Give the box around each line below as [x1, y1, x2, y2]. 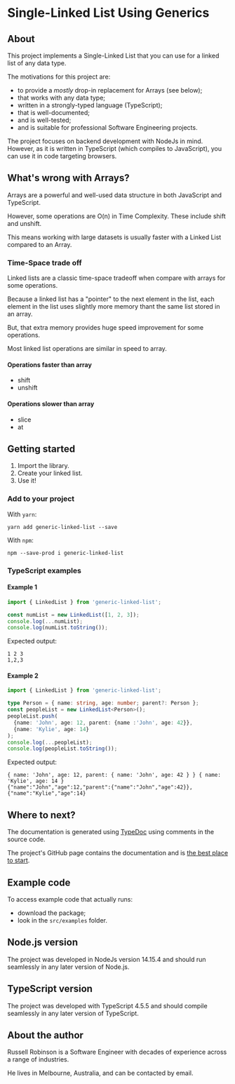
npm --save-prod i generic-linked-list [7, 549, 124, 556]
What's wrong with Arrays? [7, 172, 130, 184]
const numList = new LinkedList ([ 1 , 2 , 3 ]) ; [7, 611, 140, 618]
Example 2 [7, 671, 39, 680]
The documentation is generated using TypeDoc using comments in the [7, 828, 215, 836]
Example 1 [7, 583, 37, 591]
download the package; [17, 909, 86, 917]
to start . [7, 856, 30, 864]
